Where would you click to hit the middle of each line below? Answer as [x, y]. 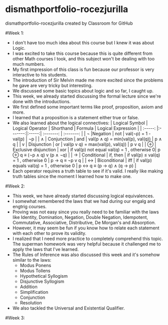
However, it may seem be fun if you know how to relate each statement [86, 228]
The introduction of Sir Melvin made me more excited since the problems [88, 80]
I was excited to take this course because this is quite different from [82, 53]
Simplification [34, 292]
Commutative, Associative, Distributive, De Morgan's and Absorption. [84, 222]
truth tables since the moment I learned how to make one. [72, 176]
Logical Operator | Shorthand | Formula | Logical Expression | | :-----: [84, 128]
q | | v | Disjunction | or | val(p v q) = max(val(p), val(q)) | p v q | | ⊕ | [84, 144]
